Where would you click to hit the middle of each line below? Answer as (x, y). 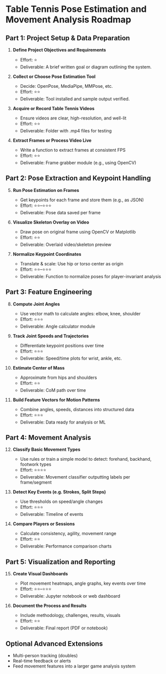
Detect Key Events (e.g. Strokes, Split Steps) (59, 492)
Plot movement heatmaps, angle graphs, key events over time (83, 583)
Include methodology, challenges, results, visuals (70, 615)
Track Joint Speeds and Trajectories (51, 336)
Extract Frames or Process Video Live (52, 140)
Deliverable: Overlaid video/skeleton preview (66, 245)
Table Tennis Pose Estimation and (76, 9)
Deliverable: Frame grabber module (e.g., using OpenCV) (78, 163)
